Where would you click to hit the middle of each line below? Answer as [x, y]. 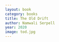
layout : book [18, 9]
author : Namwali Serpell [30, 23]
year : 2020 [16, 28]
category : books [21, 14]
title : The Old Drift [27, 18]
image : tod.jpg [20, 32]
